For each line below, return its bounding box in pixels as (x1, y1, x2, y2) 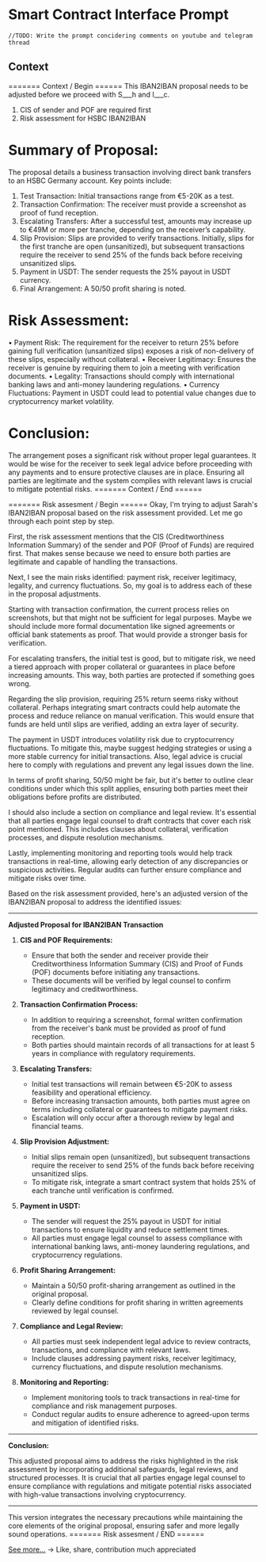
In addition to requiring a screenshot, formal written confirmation (31, 1015, 243, 1024)
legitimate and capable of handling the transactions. (8, 557, 178, 566)
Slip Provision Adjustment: (19, 1137, 109, 1146)
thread (8, 38, 30, 47)
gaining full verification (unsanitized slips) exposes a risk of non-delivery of (8, 346, 255, 356)
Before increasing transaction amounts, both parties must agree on (31, 1095, 251, 1106)
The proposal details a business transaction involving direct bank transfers (8, 167, 252, 177)
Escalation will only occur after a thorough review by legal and (31, 1113, 235, 1122)
